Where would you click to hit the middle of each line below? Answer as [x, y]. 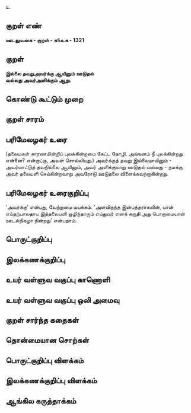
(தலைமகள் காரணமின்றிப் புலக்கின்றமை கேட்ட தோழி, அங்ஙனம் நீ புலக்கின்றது [94, 154]
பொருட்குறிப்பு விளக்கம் [45, 360]
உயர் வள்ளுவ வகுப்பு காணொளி [58, 280]
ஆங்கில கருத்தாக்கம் [41, 401]
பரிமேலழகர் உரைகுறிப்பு [47, 193]
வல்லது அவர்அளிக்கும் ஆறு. [39, 80]
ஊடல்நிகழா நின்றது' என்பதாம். [41, 221]
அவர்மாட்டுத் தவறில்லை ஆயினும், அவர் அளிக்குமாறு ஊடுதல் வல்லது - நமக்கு [94, 167]
